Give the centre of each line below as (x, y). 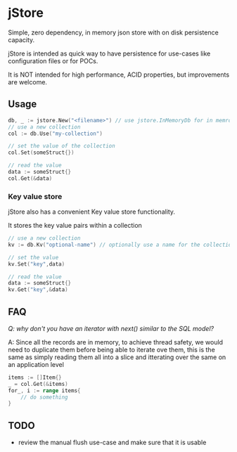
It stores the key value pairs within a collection (75, 226)
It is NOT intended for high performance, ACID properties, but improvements (119, 75)
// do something (45, 397)
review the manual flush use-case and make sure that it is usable (112, 443)
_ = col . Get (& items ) (38, 384)
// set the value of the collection (62, 146)
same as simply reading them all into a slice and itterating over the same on (117, 357)
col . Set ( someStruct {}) (41, 153)
